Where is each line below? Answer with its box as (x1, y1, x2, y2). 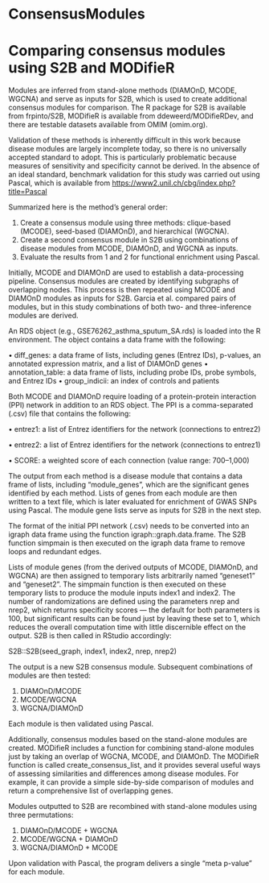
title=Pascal (8, 187, 47, 197)
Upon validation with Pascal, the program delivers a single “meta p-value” (8, 859, 253, 868)
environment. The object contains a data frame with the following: (8, 335, 226, 345)
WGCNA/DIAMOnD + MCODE (19, 843, 119, 852)
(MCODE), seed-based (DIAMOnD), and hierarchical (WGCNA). (19, 226, 230, 236)
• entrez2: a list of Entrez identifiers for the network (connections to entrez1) (8, 440, 261, 450)
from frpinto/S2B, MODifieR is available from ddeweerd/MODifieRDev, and (8, 111, 255, 121)
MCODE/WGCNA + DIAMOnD (19, 835, 118, 844)
